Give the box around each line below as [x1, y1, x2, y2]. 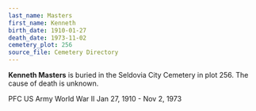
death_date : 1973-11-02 [8, 33, 87, 42]
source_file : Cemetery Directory [8, 48, 119, 56]
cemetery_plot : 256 [8, 41, 73, 49]
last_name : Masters [8, 11, 73, 20]
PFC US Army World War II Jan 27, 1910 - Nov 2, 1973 [8, 94, 182, 103]
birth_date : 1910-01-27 [8, 26, 87, 34]
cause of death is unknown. [8, 78, 99, 88]
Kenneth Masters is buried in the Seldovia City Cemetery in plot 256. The [8, 71, 249, 79]
